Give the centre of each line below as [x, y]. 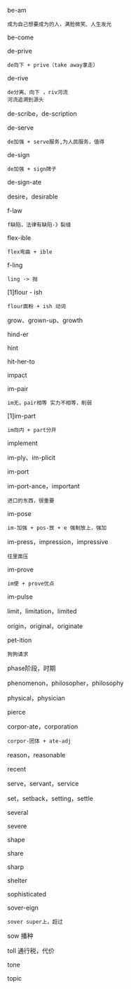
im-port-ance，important [44, 486]
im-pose [19, 514]
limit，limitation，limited [42, 611]
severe [17, 826]
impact [17, 375]
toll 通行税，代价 [31, 951]
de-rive [18, 78]
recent [17, 769]
